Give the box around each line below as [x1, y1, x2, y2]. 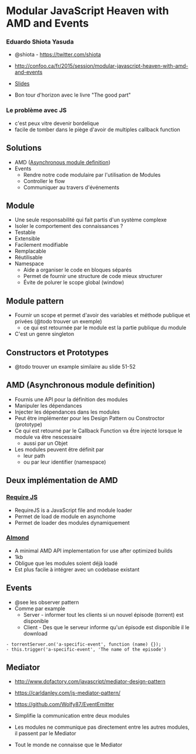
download [23, 630, 48, 637]
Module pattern [6, 296, 64, 306]
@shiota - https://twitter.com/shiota [14, 51, 102, 58]
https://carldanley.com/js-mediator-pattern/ [14, 689, 121, 696]
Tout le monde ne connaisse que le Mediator [14, 741, 123, 749]
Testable [14, 229, 36, 236]
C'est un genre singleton [14, 330, 75, 338]
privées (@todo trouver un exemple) [14, 318, 103, 325]
